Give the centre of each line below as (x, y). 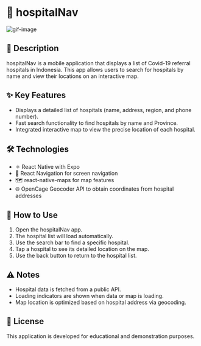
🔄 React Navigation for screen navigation (66, 174)
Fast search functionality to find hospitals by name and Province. (97, 123)
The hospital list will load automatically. (64, 236)
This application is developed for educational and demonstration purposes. (100, 336)
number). (26, 116)
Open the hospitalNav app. (49, 230)
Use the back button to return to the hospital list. (76, 256)
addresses (28, 196)
